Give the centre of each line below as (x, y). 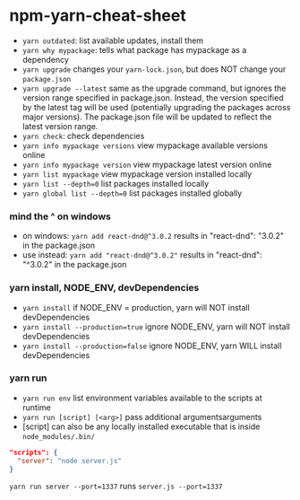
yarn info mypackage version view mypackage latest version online (147, 164)
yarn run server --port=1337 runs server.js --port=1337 (116, 487)
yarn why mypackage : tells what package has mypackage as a (134, 49)
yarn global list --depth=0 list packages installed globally (132, 193)
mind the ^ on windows (60, 216)
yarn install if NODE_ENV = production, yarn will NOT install (136, 307)
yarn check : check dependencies (83, 136)
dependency (46, 59)
